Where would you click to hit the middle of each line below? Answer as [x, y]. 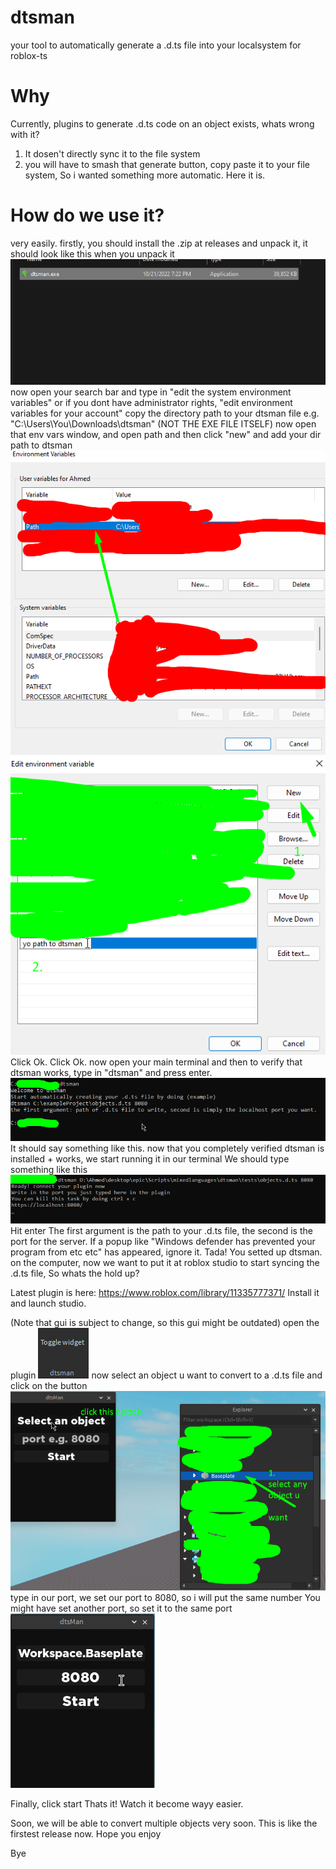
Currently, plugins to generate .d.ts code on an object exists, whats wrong [162, 123]
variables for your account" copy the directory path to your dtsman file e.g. [165, 413]
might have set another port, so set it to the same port [121, 1608]
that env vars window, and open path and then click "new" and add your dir [166, 434]
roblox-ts [29, 55]
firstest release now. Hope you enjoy [86, 1834]
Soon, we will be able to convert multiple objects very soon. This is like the [164, 1823]
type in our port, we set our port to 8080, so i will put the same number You [165, 1598]
